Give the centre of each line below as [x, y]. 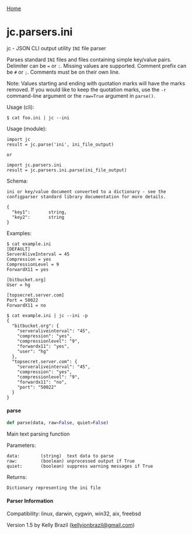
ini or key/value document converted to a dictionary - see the [86, 192]
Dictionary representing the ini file [54, 488]
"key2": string [38, 217]
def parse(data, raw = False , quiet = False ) [58, 423]
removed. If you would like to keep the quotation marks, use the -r [86, 89]
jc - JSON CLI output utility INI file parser [57, 48]
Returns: [17, 477]
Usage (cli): [20, 107]
